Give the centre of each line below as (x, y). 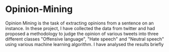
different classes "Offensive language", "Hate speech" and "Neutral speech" (85, 39)
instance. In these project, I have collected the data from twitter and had (80, 28)
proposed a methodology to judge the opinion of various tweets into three (82, 33)
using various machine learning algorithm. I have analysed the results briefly (84, 44)
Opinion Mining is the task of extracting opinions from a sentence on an (79, 23)
